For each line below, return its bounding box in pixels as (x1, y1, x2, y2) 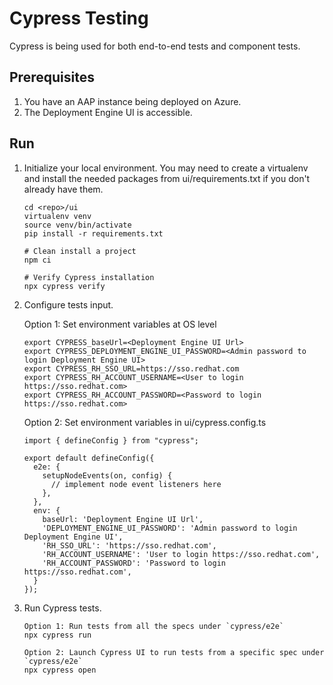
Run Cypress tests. (23, 602, 102, 614)
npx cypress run (23, 630, 92, 640)
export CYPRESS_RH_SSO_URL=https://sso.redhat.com (23, 363, 240, 374)
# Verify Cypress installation (23, 272, 155, 282)
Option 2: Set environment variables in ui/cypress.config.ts (23, 416, 267, 428)
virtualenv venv (23, 211, 92, 221)
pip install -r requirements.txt (23, 228, 164, 239)
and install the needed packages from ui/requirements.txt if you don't (23, 172, 311, 184)
